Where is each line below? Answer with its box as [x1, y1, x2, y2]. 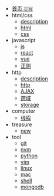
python [20, 152, 38, 159]
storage [20, 102, 39, 108]
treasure [11, 121, 32, 128]
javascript [11, 37, 36, 43]
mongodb [20, 184, 44, 190]
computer [11, 107, 36, 114]
